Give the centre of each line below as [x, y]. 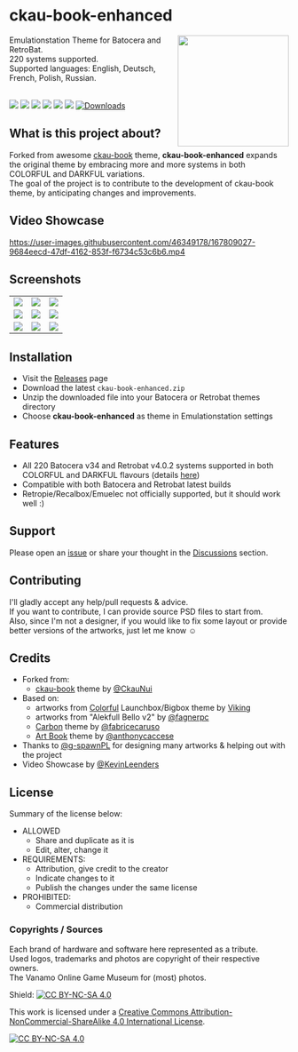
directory [39, 407]
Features [34, 444]
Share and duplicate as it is [85, 841]
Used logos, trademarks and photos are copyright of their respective [134, 958]
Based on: [40, 698]
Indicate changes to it [75, 878]
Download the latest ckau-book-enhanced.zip [103, 388]
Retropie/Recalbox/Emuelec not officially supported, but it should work [151, 494]
